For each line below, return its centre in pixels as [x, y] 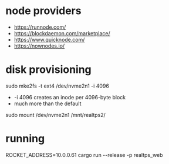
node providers [43, 11]
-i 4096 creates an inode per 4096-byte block [70, 97]
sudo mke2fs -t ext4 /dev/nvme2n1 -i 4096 [58, 86]
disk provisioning [48, 70]
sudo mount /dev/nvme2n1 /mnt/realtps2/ [56, 115]
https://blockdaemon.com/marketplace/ [62, 33]
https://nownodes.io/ [39, 46]
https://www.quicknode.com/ [49, 39]
